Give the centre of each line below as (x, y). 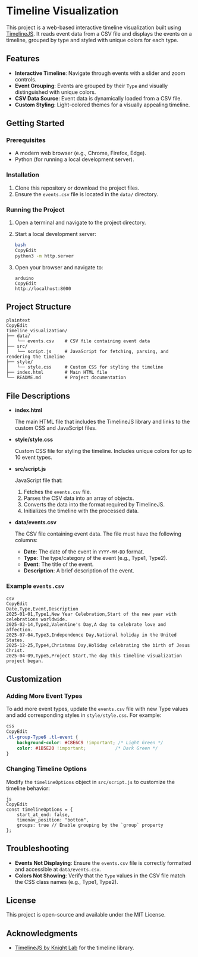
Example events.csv (35, 586)
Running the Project (35, 209)
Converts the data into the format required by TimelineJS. (94, 505)
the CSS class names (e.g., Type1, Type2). (66, 882)
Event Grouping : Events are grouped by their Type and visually (91, 86)
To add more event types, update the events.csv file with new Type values (97, 709)
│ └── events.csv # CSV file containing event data (78, 341)
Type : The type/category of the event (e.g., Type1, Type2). (95, 558)
